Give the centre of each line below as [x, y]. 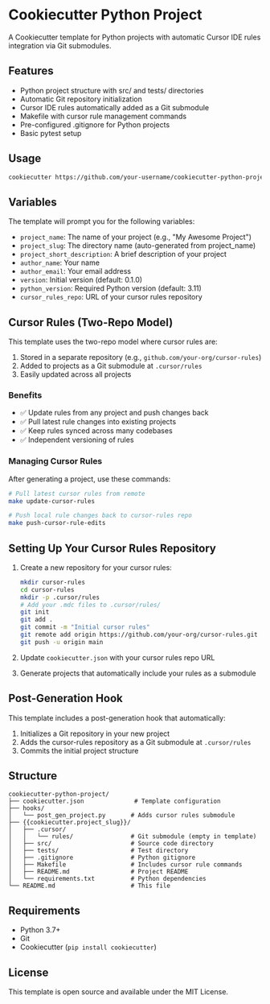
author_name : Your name [60, 262]
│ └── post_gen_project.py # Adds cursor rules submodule [122, 816]
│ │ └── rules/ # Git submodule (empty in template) [133, 837]
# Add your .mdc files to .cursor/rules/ [90, 605]
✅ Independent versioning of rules [77, 440]
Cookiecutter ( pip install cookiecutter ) [88, 947]
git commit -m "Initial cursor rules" [85, 627]
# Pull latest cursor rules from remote [77, 494]
